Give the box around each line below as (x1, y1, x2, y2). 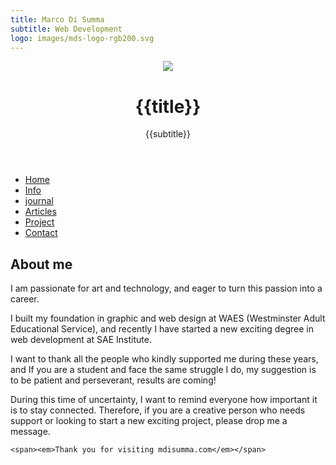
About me (10, 256, 73, 273)
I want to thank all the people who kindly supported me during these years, (10, 353, 319, 365)
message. (10, 426, 51, 438)
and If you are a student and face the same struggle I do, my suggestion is (10, 364, 317, 376)
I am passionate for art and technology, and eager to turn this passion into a (10, 282, 323, 295)
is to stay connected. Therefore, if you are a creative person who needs (10, 404, 306, 416)
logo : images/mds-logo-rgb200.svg (10, 33, 155, 43)
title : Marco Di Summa (10, 14, 105, 25)
